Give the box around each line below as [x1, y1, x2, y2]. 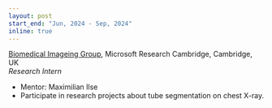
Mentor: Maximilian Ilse [19, 82, 98, 92]
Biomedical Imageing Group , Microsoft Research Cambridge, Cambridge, [8, 50, 253, 59]
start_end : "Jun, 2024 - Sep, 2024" [8, 19, 132, 28]
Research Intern [8, 67, 63, 76]
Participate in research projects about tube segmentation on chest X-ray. [19, 91, 265, 101]
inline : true [8, 27, 53, 35]
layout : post [8, 11, 53, 20]
